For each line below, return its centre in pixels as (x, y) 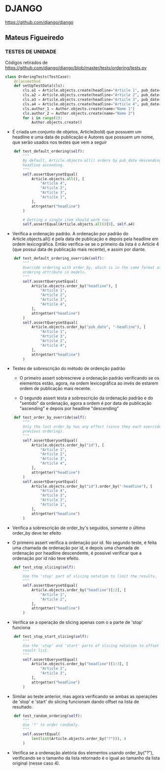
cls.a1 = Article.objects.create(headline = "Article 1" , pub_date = (92, 91)
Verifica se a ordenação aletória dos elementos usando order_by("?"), (83, 753)
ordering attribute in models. (55, 272)
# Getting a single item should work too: (67, 220)
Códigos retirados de (27, 63)
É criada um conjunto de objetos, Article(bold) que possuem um (77, 132)
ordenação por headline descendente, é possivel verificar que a (77, 553)
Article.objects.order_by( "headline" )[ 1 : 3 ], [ (80, 664)
